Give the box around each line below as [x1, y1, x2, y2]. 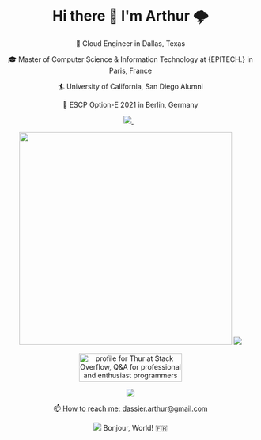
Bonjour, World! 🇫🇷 [103, 423, 168, 432]
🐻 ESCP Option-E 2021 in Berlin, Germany [62, 100, 199, 109]
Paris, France [108, 66, 153, 75]
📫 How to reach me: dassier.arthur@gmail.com [52, 404, 209, 413]
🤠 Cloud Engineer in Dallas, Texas [75, 38, 186, 48]
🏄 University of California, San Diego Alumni [58, 82, 203, 91]
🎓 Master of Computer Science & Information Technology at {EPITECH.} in [8, 54, 253, 64]
